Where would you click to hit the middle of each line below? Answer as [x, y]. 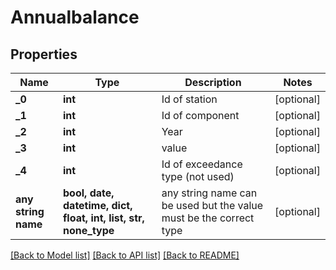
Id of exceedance [202, 164]
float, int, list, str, [104, 218]
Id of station [189, 99]
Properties [44, 54]
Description [213, 82]
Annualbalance [75, 17]
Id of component [200, 115]
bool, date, [89, 193]
